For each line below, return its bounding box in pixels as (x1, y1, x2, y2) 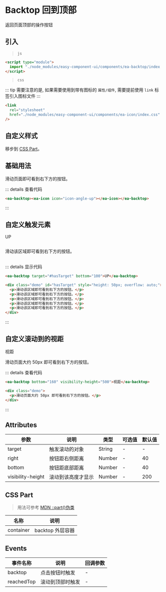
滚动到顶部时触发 (40, 578, 81, 585)
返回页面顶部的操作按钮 (5, 22, 53, 28)
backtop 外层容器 (34, 527, 75, 534)
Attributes (5, 421, 37, 429)
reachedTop (7, 578, 36, 585)
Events (5, 544, 27, 553)
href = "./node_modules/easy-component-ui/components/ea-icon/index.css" (9, 112, 161, 118)
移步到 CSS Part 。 (5, 146, 42, 152)
